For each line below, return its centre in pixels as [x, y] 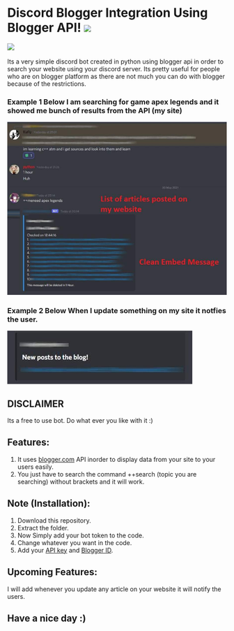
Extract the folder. [43, 528]
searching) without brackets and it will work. [81, 481]
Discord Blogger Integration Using [108, 13]
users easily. [35, 467]
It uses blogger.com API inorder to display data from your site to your [116, 459]
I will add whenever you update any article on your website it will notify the [114, 589]
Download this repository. [54, 520]
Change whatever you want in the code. [75, 542]
